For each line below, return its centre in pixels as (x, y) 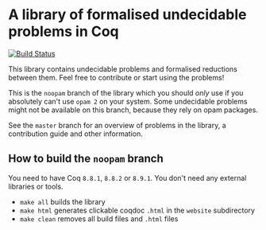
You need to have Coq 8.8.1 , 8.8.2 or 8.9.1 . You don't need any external (127, 177)
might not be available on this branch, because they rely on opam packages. (133, 110)
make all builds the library (62, 201)
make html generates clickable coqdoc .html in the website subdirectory (137, 210)
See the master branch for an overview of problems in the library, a (117, 125)
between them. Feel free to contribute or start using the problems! (116, 77)
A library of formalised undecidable (127, 15)
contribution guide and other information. (75, 134)
